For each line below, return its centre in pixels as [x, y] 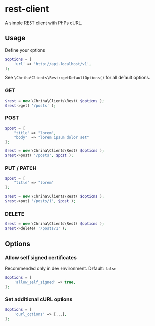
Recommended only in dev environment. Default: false [61, 269]
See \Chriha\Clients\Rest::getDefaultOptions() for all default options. [77, 78]
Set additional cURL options [39, 299]
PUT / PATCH [21, 168]
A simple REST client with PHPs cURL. [44, 23]
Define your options [25, 50]
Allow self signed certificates [41, 258]
